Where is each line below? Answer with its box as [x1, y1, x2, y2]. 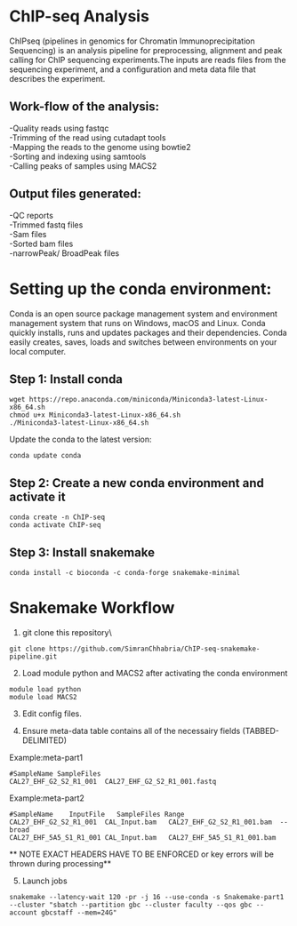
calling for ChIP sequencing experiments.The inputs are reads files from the [9, 54, 286, 65]
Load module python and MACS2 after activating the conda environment [21, 667, 288, 678]
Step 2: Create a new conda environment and [9, 475, 265, 491]
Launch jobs [21, 875, 68, 886]
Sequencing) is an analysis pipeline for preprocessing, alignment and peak [9, 44, 283, 55]
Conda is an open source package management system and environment [9, 308, 278, 319]
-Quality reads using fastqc [9, 123, 109, 133]
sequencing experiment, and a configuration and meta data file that [9, 64, 256, 75]
